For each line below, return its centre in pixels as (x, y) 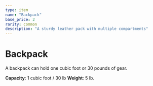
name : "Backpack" (24, 15)
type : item (17, 10)
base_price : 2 (20, 19)
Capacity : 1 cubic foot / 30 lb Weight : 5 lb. (50, 78)
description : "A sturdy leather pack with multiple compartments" (77, 29)
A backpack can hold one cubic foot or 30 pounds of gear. (66, 68)
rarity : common (21, 24)
